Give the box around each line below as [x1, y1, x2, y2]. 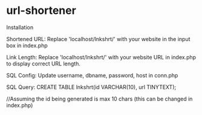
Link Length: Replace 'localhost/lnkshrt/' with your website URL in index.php [6, 53, 197, 61]
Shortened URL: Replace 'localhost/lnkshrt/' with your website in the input [6, 35, 191, 42]
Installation [6, 24, 34, 31]
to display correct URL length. [6, 60, 80, 67]
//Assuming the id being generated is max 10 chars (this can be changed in [6, 95, 193, 102]
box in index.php [6, 42, 48, 49]
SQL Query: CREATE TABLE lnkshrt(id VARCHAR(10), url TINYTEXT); [6, 83, 177, 91]
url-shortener [6, 4, 77, 18]
